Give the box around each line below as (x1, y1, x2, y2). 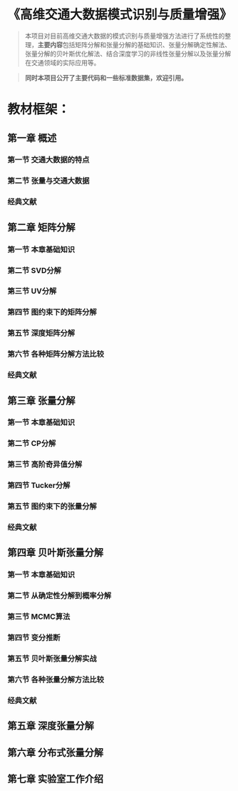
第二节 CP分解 (7, 439, 56, 449)
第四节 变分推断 (7, 633, 61, 643)
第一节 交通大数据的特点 (7, 155, 90, 165)
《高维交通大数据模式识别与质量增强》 (7, 6, 233, 23)
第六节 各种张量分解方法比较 (7, 675, 105, 685)
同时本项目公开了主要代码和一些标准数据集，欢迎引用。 (24, 73, 187, 82)
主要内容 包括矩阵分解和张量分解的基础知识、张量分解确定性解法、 (37, 40, 232, 49)
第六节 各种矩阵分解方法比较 (7, 349, 105, 359)
